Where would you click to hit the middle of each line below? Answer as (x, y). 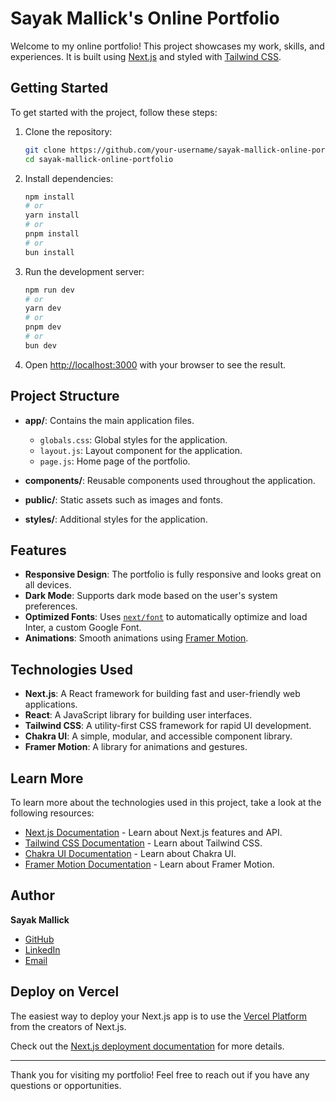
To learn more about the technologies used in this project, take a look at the (166, 802)
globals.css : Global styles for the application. (133, 439)
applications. (51, 704)
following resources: (52, 813)
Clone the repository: (68, 131)
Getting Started (59, 88)
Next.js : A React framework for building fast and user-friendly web (162, 694)
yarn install (52, 215)
